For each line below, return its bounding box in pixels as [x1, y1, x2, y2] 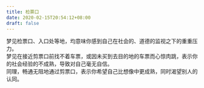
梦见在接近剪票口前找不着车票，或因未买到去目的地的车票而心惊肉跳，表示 [6, 53, 192, 60]
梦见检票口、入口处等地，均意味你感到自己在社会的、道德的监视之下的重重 [6, 38, 192, 45]
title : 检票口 [6, 8, 39, 15]
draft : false [6, 20, 39, 26]
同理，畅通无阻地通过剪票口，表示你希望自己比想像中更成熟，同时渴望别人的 [6, 68, 198, 75]
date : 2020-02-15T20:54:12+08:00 [6, 15, 91, 21]
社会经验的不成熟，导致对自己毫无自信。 [11, 60, 113, 67]
